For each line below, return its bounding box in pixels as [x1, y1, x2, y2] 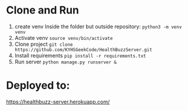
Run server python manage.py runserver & [14, 58, 117, 65]
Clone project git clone [14, 41, 73, 48]
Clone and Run [6, 4, 80, 17]
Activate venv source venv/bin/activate [14, 34, 113, 41]
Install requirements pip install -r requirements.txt [14, 52, 146, 59]
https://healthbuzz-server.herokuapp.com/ [6, 98, 110, 105]
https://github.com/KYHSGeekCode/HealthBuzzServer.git [14, 46, 153, 53]
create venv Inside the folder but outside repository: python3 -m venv [14, 23, 182, 30]
